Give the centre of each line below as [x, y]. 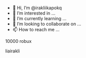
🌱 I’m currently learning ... [39, 18]
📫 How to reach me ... [36, 30]
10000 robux [18, 41]
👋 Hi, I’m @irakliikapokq [37, 8]
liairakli [13, 51]
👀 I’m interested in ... [34, 13]
